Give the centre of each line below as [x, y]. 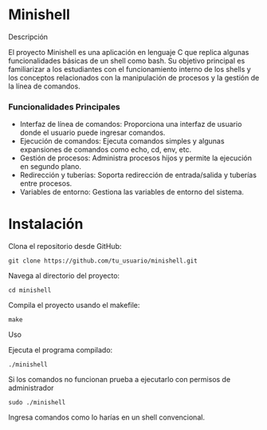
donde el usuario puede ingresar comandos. [92, 132]
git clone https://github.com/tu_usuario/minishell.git [103, 261]
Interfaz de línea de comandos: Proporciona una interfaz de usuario [131, 124]
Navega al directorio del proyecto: [64, 276]
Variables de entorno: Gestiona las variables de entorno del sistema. [132, 192]
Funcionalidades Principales [65, 107]
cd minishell [30, 290]
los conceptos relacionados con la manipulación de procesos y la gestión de [134, 77]
